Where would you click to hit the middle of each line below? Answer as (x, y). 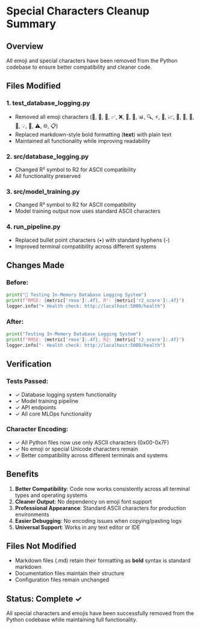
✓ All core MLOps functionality (53, 414)
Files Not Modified (41, 546)
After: (15, 321)
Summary (31, 24)
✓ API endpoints (35, 407)
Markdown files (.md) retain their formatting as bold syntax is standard (103, 561)
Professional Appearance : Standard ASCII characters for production (100, 508)
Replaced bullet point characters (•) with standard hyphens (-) (92, 240)
